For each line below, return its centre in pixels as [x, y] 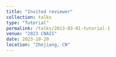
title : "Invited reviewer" [40, 12]
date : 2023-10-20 [28, 39]
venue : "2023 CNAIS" [32, 34]
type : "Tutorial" [28, 23]
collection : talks [29, 17]
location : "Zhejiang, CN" [38, 45]
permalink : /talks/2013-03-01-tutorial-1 [58, 28]
